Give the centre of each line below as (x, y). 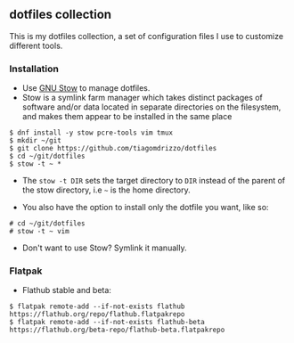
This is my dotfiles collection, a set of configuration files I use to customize (146, 36)
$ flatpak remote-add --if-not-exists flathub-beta (107, 323)
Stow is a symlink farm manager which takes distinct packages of (142, 98)
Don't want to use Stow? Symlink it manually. (104, 248)
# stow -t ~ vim (39, 232)
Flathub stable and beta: (66, 290)
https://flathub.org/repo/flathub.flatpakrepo (97, 314)
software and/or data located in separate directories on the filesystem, (151, 107)
